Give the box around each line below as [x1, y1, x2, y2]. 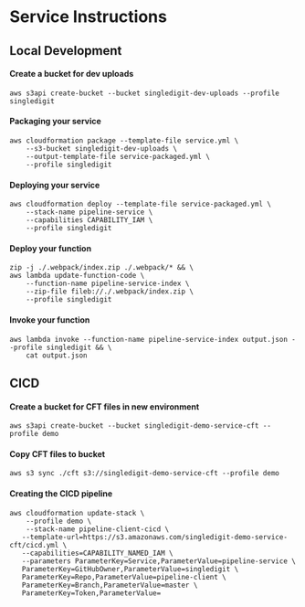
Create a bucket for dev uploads [9, 69, 134, 80]
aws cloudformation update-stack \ [9, 508, 145, 517]
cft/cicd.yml [9, 540, 59, 549]
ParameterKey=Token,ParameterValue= [21, 588, 162, 598]
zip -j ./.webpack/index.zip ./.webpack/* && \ [9, 263, 195, 272]
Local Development [9, 43, 122, 59]
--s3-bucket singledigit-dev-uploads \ [26, 144, 178, 153]
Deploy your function [9, 242, 92, 253]
